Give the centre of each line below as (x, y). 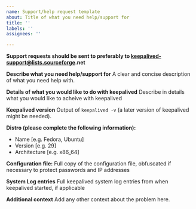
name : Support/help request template (53, 12)
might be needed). (29, 116)
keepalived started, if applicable (46, 188)
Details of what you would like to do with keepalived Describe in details (96, 92)
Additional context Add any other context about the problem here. (88, 199)
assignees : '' (24, 34)
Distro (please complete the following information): (71, 128)
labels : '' (20, 28)
